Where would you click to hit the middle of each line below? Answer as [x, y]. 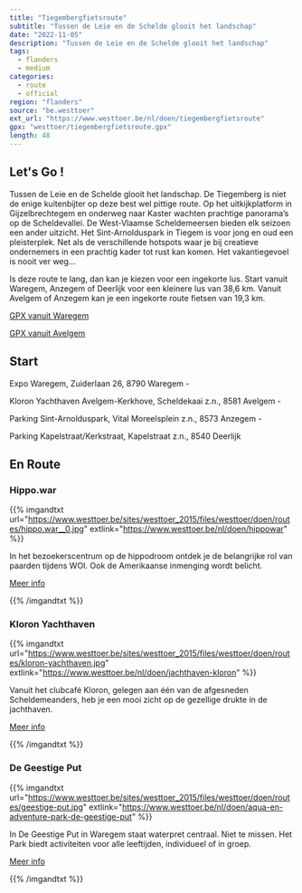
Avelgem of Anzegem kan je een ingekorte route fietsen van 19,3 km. [137, 298]
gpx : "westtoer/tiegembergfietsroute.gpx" [90, 128]
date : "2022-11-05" [46, 34]
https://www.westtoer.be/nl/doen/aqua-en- [202, 807]
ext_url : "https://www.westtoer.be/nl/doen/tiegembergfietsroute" [137, 119]
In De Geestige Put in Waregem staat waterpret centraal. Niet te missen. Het [151, 834]
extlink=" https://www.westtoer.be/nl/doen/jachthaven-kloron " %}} [133, 673]
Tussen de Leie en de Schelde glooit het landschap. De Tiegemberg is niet [148, 194]
